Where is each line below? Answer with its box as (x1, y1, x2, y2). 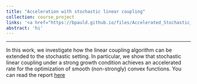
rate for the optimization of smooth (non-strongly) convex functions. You (6, 65, 182, 72)
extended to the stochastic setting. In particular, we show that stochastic (6, 53, 182, 60)
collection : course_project (6, 14, 75, 20)
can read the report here (6, 72, 66, 79)
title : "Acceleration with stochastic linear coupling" (6, 8, 145, 15)
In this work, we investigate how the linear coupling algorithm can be (6, 46, 172, 53)
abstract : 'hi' (6, 25, 43, 31)
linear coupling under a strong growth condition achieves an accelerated (6, 59, 182, 66)
